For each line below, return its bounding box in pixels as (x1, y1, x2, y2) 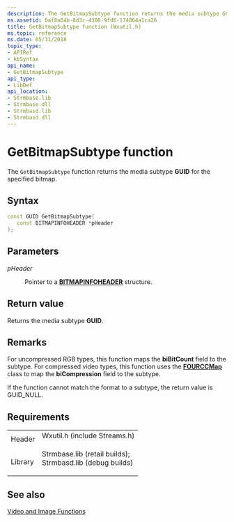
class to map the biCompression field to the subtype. (7, 370, 162, 378)
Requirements (7, 411, 70, 423)
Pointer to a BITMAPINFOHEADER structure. (24, 277, 153, 286)
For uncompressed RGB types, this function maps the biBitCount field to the (7, 355, 226, 364)
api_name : (7, 62, 36, 69)
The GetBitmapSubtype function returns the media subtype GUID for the (7, 167, 211, 175)
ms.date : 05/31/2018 (7, 36, 68, 43)
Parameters (7, 246, 59, 258)
